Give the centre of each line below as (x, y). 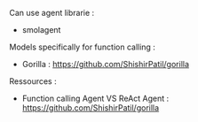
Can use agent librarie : (52, 13)
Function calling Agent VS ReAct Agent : (95, 98)
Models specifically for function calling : (82, 47)
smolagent (41, 30)
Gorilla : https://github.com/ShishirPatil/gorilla (105, 64)
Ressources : (33, 81)
